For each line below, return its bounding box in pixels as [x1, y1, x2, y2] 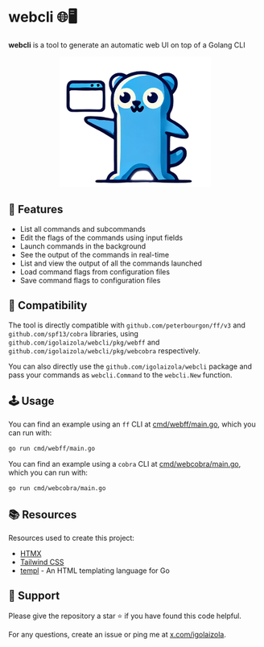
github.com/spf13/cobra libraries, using [8, 328, 139, 338]
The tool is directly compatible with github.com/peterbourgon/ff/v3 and [8, 320, 245, 330]
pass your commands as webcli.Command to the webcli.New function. [8, 369, 233, 380]
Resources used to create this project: [8, 533, 135, 542]
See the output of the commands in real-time [19, 249, 170, 259]
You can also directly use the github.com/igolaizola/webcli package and [8, 361, 252, 371]
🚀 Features [8, 203, 64, 216]
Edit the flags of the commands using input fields [19, 233, 184, 242]
